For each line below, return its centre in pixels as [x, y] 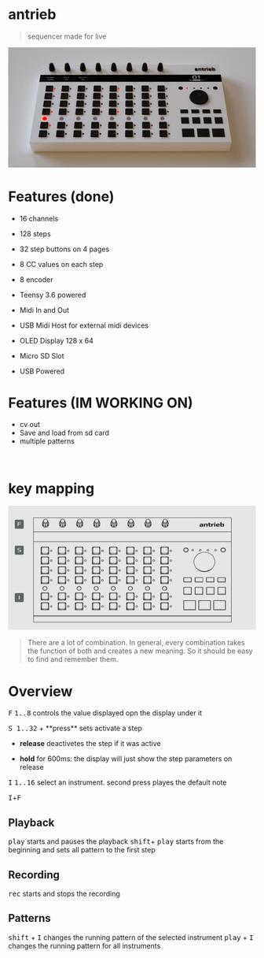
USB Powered [42, 371]
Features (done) [61, 197]
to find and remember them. [73, 659]
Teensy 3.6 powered [53, 295]
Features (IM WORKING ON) [101, 403]
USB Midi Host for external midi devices [84, 325]
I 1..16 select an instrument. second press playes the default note [117, 782]
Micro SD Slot [42, 355]
